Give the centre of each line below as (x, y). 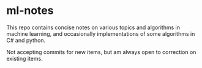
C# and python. (26, 40)
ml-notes (30, 11)
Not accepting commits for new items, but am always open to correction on (101, 52)
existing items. (24, 58)
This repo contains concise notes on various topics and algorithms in (93, 27)
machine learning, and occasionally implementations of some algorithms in (101, 33)
